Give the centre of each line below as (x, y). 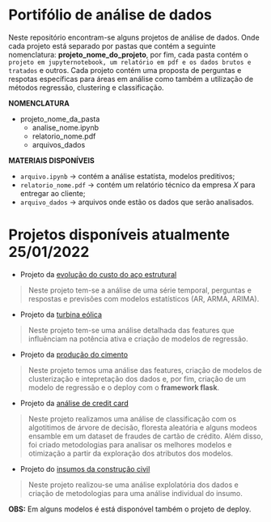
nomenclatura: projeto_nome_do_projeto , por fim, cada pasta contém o (128, 54)
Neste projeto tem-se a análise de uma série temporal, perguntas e (140, 290)
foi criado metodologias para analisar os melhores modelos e (130, 444)
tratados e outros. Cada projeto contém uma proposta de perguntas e (125, 70)
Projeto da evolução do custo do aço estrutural (98, 274)
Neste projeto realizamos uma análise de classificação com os (132, 418)
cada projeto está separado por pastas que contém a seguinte (112, 45)
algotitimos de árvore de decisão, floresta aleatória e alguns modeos (142, 427)
